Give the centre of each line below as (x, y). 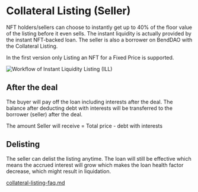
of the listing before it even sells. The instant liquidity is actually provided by (99, 33)
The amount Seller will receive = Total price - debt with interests (84, 126)
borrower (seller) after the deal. (44, 114)
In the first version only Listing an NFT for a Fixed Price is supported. (90, 57)
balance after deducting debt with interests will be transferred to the (90, 108)
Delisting (23, 144)
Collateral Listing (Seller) (68, 11)
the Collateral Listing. (32, 46)
